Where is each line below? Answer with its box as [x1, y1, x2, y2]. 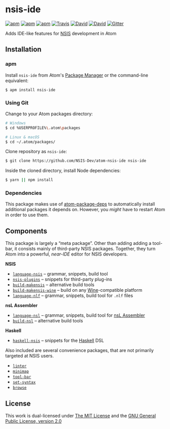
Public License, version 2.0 [5, 418, 62, 424]
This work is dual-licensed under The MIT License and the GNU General [5, 413, 156, 419]
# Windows [5, 120, 26, 125]
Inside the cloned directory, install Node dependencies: [5, 167, 121, 174]
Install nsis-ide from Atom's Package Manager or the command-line [5, 72, 149, 78]
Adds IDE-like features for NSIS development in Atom [5, 30, 117, 36]
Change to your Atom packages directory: [5, 111, 93, 117]
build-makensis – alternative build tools [12, 282, 95, 288]
